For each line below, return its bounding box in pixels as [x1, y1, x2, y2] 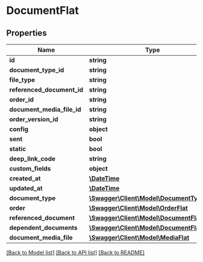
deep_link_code [9, 155, 56, 163]
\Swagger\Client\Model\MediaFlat [89, 233, 190, 241]
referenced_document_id [9, 86, 83, 94]
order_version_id [9, 115, 59, 123]
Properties [6, 28, 47, 38]
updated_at [9, 184, 43, 192]
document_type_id [9, 66, 65, 74]
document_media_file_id [9, 106, 82, 113]
